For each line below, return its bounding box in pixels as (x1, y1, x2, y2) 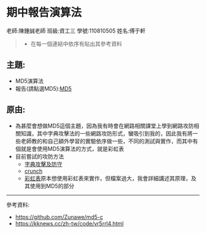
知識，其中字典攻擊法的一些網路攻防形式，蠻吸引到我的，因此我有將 (20, 129, 193, 137)
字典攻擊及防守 (24, 160, 63, 167)
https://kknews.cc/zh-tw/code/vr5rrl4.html (15, 220, 124, 227)
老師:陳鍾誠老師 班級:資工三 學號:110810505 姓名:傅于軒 (6, 27, 146, 34)
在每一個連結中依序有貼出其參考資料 (30, 40, 123, 47)
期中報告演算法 (6, 6, 82, 20)
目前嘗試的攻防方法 (15, 153, 64, 160)
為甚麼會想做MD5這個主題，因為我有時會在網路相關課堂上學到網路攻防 (15, 122, 194, 129)
